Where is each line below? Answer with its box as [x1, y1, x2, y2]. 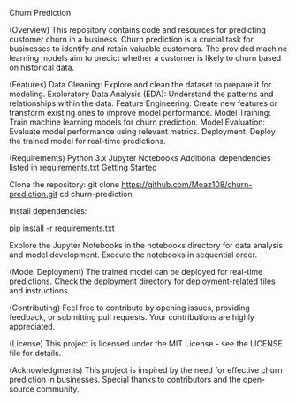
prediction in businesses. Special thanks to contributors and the [9, 375, 241, 384]
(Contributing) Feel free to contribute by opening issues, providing [9, 302, 250, 313]
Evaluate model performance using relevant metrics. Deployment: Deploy [9, 126, 276, 136]
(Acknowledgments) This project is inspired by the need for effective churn [9, 365, 283, 375]
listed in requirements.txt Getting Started [9, 163, 157, 172]
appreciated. [9, 322, 56, 331]
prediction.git [9, 189, 57, 199]
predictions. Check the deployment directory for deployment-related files [9, 276, 276, 286]
